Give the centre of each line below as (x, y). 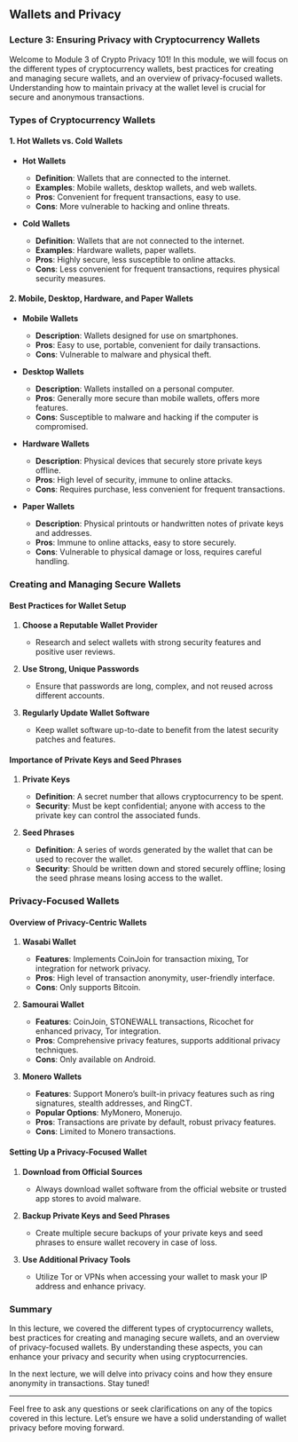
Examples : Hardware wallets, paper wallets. (116, 250)
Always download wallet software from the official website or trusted (161, 1189)
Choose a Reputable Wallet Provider (90, 626)
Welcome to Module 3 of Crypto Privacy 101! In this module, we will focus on (149, 59)
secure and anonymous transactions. (77, 97)
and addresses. (63, 533)
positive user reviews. (75, 652)
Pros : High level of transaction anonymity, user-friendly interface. (155, 978)
